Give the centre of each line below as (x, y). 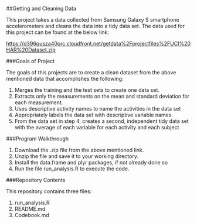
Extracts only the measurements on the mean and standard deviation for (102, 96)
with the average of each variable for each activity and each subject (97, 127)
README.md (30, 209)
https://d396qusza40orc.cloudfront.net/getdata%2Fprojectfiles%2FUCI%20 (98, 44)
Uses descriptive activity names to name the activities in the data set (98, 109)
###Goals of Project (30, 61)
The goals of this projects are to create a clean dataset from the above (91, 72)
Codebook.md (32, 215)
